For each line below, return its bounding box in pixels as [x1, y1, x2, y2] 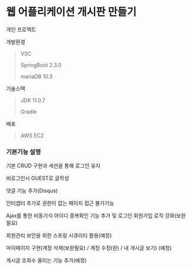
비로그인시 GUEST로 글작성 [6, 174, 69, 182]
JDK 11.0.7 [20, 96, 46, 103]
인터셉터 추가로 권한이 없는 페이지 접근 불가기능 [6, 200, 114, 207]
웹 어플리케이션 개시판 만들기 [6, 5, 137, 19]
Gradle [20, 108, 37, 115]
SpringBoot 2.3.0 [20, 61, 62, 68]
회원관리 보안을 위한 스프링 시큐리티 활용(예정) [6, 232, 112, 239]
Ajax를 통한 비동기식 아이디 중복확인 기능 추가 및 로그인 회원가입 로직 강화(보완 [6, 212, 186, 219]
